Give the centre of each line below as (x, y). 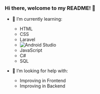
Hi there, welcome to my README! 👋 (50, 8)
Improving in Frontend (43, 81)
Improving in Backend (42, 86)
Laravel (27, 39)
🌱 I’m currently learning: (37, 19)
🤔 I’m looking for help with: (40, 71)
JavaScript (31, 51)
